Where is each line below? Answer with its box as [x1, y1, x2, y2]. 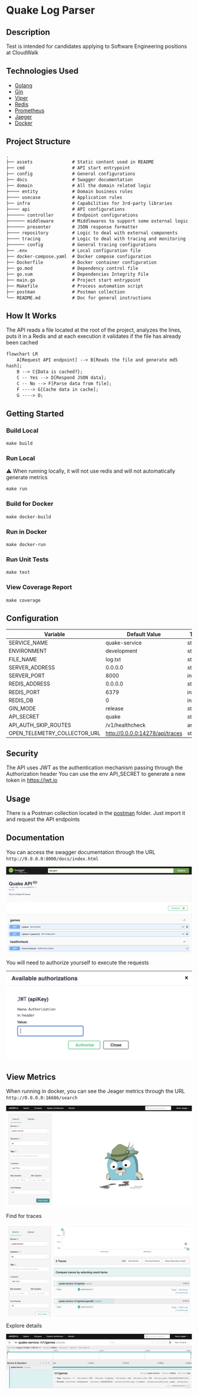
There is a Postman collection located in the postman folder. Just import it [6, 810, 186, 817]
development [105, 648, 137, 655]
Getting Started [6, 408, 64, 418]
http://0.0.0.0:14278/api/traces [105, 729, 183, 736]
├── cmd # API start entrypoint [6, 165, 131, 171]
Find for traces [6, 1213, 42, 1220]
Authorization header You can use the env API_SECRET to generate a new [6, 771, 186, 778]
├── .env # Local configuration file [6, 248, 141, 254]
